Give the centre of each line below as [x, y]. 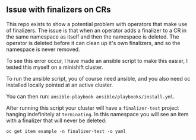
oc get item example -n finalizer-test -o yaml [66, 131]
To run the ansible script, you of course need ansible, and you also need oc [98, 78]
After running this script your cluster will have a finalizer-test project [93, 108]
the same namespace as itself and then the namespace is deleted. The [93, 36]
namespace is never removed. [43, 49]
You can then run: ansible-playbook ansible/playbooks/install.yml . [91, 96]
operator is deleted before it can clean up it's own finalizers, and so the [93, 43]
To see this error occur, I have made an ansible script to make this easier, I [97, 61]
